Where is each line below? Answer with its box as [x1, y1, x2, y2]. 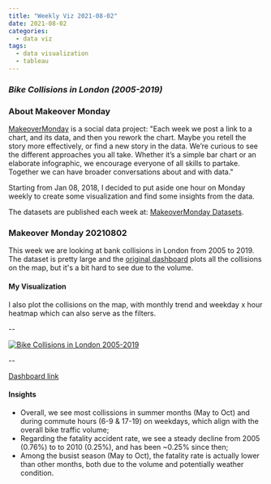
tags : [8, 42, 27, 50]
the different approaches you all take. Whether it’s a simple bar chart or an [8, 150, 257, 160]
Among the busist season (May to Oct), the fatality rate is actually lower [19, 451, 260, 460]
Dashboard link [8, 370, 59, 381]
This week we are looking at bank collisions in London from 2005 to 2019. [8, 246, 255, 255]
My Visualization [8, 281, 67, 291]
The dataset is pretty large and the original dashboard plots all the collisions [8, 255, 262, 264]
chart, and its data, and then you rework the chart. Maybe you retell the [8, 133, 247, 143]
